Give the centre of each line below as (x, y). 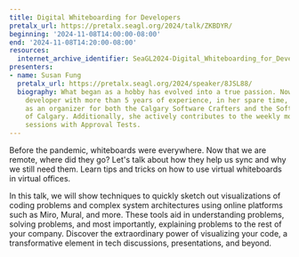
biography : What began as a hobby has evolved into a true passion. (147, 92)
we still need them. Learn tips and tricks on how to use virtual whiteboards (145, 169)
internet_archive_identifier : (73, 59)
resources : (29, 51)
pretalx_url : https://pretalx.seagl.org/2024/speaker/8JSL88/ (135, 84)
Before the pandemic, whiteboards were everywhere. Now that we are (138, 150)
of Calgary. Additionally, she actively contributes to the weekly (153, 116)
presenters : (31, 68)
